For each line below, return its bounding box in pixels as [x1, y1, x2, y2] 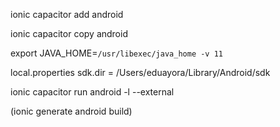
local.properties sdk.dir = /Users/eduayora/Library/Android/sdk [10, 67, 271, 78]
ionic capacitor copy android [10, 28, 128, 39]
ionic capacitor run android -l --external [10, 86, 175, 98]
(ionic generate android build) [10, 105, 133, 117]
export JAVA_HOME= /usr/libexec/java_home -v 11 [10, 47, 223, 59]
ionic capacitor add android [10, 9, 124, 20]
